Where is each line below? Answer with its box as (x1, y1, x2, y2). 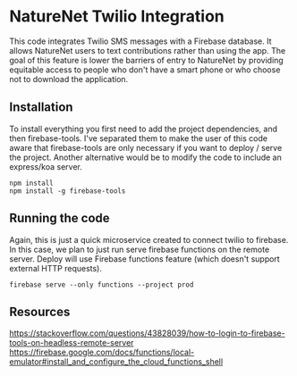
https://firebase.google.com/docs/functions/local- (9, 347, 195, 358)
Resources (9, 304, 71, 319)
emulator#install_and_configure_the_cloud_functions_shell (9, 356, 224, 367)
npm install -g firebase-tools (9, 186, 126, 196)
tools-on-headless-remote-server (9, 338, 134, 348)
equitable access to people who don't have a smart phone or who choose (9, 64, 281, 75)
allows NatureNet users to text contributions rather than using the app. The (9, 45, 286, 55)
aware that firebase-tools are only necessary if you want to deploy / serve (9, 142, 283, 153)
